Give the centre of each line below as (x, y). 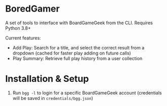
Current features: (23, 38)
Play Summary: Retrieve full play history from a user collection (77, 58)
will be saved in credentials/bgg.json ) (53, 98)
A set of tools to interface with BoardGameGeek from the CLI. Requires (79, 23)
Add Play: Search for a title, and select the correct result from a (78, 47)
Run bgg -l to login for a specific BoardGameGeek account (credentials (87, 93)
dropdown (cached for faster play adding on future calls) (72, 53)
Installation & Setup (47, 79)
